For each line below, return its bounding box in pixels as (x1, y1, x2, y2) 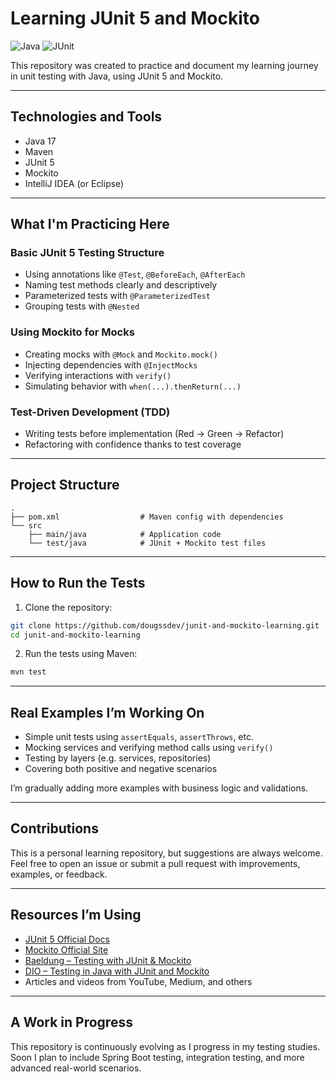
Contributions (10, 820, 99, 837)
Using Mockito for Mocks (10, 325, 135, 339)
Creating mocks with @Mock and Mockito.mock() (24, 348, 218, 360)
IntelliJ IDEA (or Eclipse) (24, 177, 125, 189)
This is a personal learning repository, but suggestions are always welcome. (10, 847, 323, 859)
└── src (10, 520, 43, 531)
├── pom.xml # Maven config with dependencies (10, 512, 284, 522)
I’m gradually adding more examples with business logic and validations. (10, 782, 309, 794)
